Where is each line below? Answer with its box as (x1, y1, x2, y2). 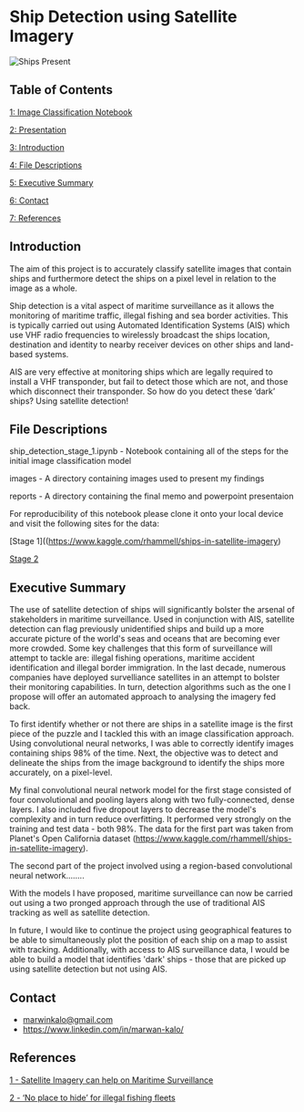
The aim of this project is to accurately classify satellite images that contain (9, 263, 292, 274)
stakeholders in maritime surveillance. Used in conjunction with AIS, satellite (9, 613, 295, 625)
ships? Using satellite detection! (9, 395, 129, 407)
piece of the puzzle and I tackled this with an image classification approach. (9, 728, 294, 739)
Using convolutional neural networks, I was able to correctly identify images (9, 738, 294, 749)
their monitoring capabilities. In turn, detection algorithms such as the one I (9, 682, 291, 693)
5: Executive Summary (9, 177, 94, 188)
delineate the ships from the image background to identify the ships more (9, 757, 285, 768)
